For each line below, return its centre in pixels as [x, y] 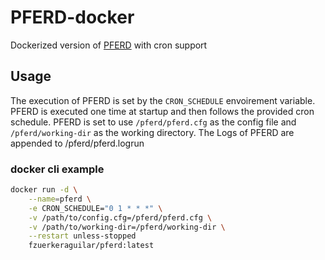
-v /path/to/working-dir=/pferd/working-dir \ [127, 227]
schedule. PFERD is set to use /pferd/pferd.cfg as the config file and [153, 122]
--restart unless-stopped [82, 236]
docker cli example [57, 169]
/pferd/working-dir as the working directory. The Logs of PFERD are [152, 132]
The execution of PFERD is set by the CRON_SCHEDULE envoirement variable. [163, 100]
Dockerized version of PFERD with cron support [109, 45]
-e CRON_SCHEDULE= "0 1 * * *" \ [95, 208]
